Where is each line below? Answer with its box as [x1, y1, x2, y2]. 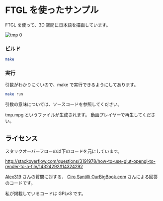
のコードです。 [5, 180, 36, 186]
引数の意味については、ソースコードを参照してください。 [5, 101, 122, 107]
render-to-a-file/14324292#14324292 [5, 164, 83, 170]
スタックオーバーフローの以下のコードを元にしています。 [5, 148, 122, 154]
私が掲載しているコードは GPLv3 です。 [5, 191, 86, 197]
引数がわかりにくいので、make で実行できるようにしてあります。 [5, 82, 139, 88]
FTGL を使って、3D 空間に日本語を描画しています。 [5, 22, 111, 28]
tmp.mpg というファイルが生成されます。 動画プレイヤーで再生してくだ [5, 112, 151, 118]
